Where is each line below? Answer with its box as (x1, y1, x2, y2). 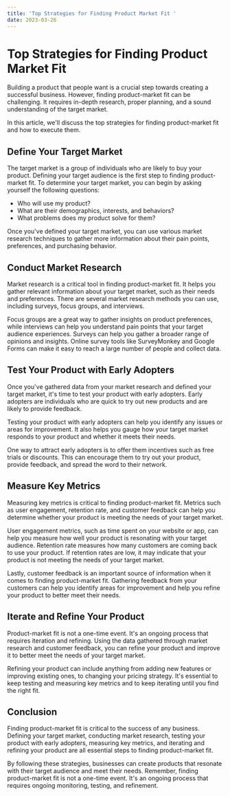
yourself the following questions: (7, 186, 100, 195)
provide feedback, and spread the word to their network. (7, 460, 168, 468)
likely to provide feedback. (7, 404, 82, 412)
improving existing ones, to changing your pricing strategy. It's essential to (7, 672, 218, 680)
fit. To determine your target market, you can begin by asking (28, 179, 202, 187)
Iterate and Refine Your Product (7, 611, 145, 623)
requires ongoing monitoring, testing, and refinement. (7, 782, 159, 790)
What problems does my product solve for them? (16, 214, 156, 222)
